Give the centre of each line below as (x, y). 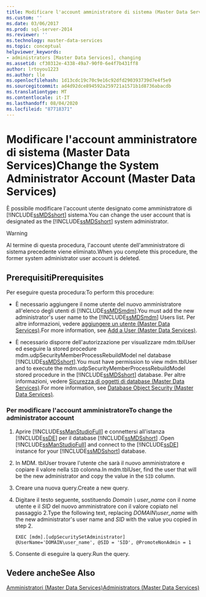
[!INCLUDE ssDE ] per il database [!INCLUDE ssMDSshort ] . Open (95, 438)
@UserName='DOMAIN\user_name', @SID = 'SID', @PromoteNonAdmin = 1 (103, 542)
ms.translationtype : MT (37, 92)
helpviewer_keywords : (34, 52)
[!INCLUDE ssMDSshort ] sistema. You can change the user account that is (99, 215)
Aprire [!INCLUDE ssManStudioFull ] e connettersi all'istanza (90, 431)
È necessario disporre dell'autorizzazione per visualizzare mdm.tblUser (105, 342)
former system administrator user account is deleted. (74, 258)
